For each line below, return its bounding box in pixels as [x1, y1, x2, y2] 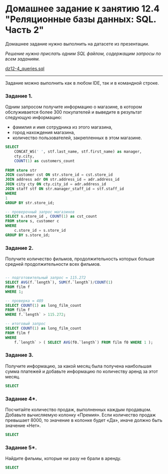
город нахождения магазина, [12, 130, 75, 136]
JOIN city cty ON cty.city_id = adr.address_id [5, 182, 106, 187]
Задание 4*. [5, 395, 37, 402]
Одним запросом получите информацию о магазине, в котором [5, 104, 142, 110]
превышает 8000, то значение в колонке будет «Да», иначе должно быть [5, 417, 162, 423]
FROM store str [5, 168, 37, 173]
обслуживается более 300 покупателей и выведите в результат [5, 109, 142, 115]
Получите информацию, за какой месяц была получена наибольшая [5, 363, 151, 369]
